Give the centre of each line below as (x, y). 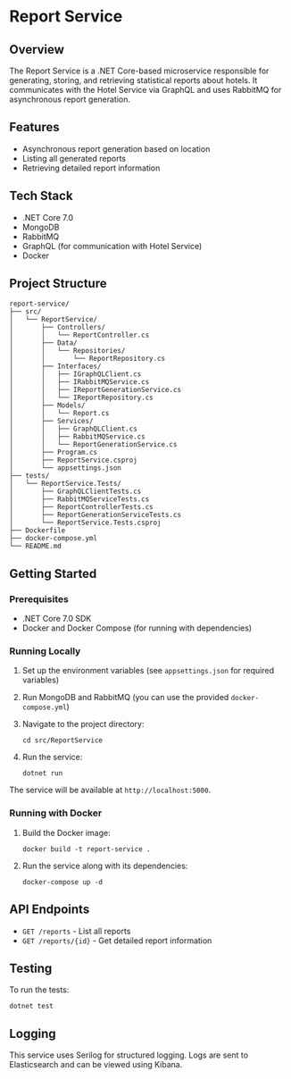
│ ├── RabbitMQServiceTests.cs (79, 499)
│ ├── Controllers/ (57, 328)
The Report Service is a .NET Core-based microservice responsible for (139, 71)
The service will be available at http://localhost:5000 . (110, 790)
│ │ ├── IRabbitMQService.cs (79, 382)
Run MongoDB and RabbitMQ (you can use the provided (125, 698)
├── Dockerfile (37, 531)
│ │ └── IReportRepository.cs (81, 398)
